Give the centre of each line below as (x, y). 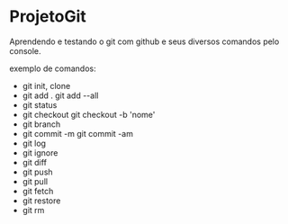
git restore (41, 201)
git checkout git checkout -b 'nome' (89, 114)
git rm (33, 210)
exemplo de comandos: (53, 68)
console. (26, 50)
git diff (35, 162)
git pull (35, 181)
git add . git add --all (60, 95)
